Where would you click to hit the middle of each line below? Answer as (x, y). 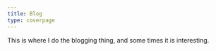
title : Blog (25, 14)
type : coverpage (31, 20)
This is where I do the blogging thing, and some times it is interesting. (108, 40)
